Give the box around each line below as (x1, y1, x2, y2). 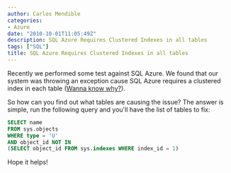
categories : (7, 17, 43, 24)
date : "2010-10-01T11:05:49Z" (7, 30, 97, 37)
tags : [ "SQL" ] (7, 43, 50, 50)
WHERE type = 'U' (7, 132, 59, 139)
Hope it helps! (7, 158, 48, 167)
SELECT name (7, 119, 43, 126)
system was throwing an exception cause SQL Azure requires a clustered (7, 76, 221, 85)
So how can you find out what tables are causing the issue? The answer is (7, 97, 224, 106)
